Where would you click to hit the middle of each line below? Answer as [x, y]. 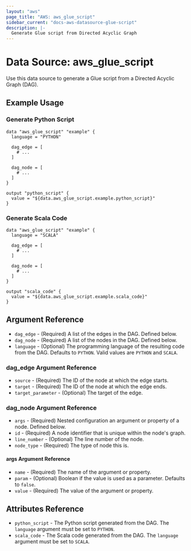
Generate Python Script [40, 119]
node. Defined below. [40, 427]
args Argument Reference [38, 459]
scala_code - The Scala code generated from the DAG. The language [96, 535]
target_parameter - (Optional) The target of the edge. [79, 393]
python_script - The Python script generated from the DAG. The [92, 523]
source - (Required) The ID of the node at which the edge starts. [91, 380]
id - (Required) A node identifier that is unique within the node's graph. [100, 433]
